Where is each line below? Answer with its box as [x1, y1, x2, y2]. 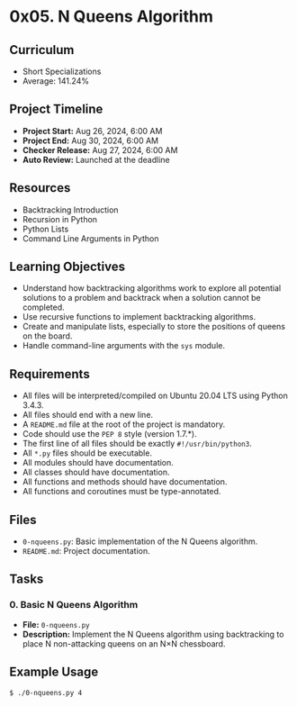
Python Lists [22, 223, 69, 234]
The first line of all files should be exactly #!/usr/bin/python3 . [22, 439, 252, 449]
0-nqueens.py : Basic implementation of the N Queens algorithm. [22, 536, 258, 547]
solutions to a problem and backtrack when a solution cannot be [22, 293, 261, 303]
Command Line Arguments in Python [22, 232, 159, 244]
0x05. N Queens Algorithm [9, 6, 213, 27]
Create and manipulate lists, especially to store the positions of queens [22, 321, 286, 332]
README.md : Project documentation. [22, 546, 150, 557]
